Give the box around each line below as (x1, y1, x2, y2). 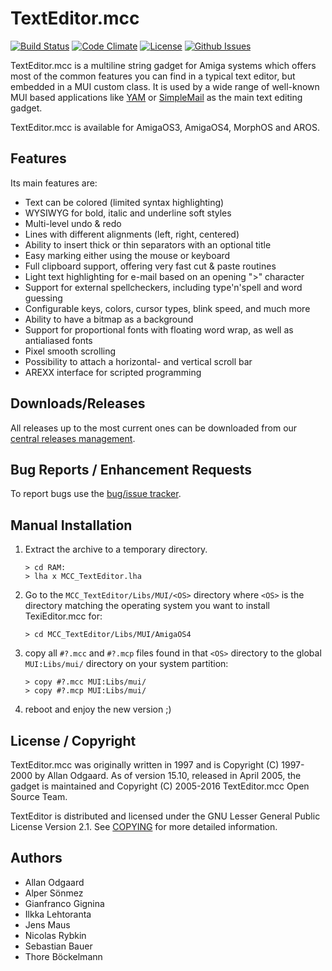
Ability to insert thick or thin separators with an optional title (24, 238, 272, 251)
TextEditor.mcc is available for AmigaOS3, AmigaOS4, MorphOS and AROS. (10, 121, 321, 133)
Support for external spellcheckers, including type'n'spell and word (24, 281, 303, 293)
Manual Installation (10, 517, 133, 534)
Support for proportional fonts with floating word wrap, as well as (24, 323, 294, 336)
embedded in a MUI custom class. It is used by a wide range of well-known (10, 80, 320, 92)
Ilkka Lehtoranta (24, 908, 92, 920)
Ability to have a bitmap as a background (24, 313, 194, 325)
